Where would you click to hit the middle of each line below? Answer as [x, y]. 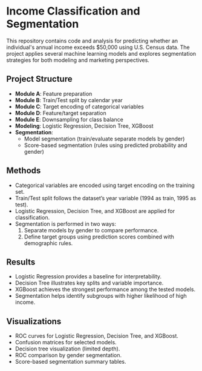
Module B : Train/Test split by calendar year [69, 100]
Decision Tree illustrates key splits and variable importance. [89, 283]
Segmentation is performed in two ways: [66, 224]
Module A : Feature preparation [54, 94]
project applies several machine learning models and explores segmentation [101, 53]
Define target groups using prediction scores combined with [99, 237]
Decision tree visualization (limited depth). [67, 349]
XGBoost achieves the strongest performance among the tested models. [105, 289]
